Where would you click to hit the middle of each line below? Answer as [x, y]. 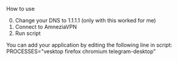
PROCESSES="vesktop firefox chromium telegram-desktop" [81, 51]
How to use [21, 9]
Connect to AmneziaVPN [46, 27]
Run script [28, 33]
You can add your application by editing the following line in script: [89, 45]
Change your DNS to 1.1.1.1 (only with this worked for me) [85, 20]
